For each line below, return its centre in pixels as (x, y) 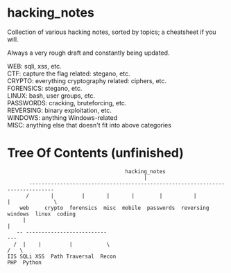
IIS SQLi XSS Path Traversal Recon (62, 256)
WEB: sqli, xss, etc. (35, 66)
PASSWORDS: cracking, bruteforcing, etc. (67, 103)
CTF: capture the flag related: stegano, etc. (69, 73)
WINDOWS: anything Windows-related (62, 117)
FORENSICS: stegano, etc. (45, 88)
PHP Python (24, 262)
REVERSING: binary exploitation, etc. (60, 110)
